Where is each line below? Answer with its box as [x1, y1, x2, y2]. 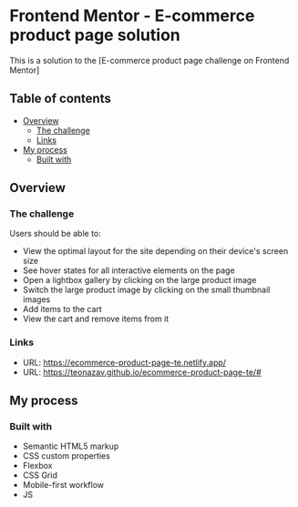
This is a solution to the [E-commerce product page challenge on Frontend [9, 55, 290, 66]
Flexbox [22, 461, 53, 472]
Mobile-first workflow [22, 480, 105, 491]
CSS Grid [22, 470, 57, 481]
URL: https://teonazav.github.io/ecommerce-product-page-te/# [22, 366, 262, 378]
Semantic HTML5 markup [22, 441, 119, 451]
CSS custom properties [22, 451, 111, 461]
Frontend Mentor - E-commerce [9, 5, 255, 26]
